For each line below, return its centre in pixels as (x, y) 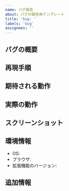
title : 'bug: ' (21, 19)
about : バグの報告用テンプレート (35, 14)
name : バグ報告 (19, 10)
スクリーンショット (34, 123)
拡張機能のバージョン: (34, 165)
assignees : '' (20, 28)
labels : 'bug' (20, 24)
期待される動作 (28, 86)
